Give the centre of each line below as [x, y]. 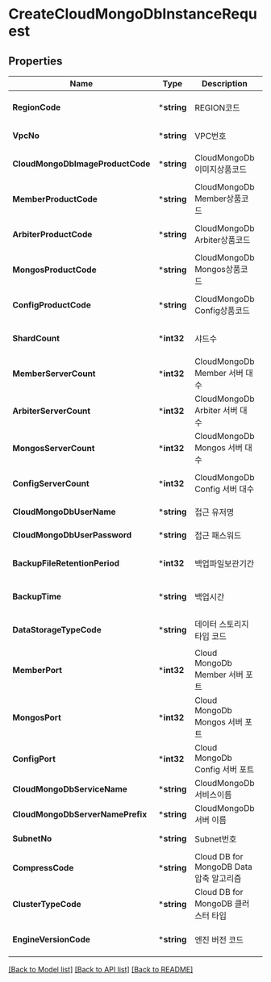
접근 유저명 [215, 512]
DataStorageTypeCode [57, 630]
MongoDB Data [223, 867]
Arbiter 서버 [216, 410]
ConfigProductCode [52, 305]
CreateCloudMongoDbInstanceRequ [133, 14]
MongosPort [37, 717]
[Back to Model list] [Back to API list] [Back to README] [101, 969]
